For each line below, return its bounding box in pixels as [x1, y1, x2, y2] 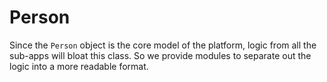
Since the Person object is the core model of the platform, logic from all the [9, 39, 317, 51]
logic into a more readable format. [9, 60, 149, 72]
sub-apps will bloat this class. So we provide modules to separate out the [9, 49, 312, 61]
